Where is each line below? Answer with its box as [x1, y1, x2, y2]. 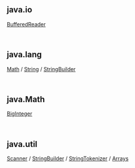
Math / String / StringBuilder [7, 65, 76, 72]
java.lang [7, 50, 42, 60]
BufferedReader [7, 20, 46, 28]
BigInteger [7, 110, 32, 117]
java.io [7, 5, 32, 15]
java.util [7, 139, 38, 149]
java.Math [7, 94, 45, 105]
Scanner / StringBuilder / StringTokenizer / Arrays [7, 155, 129, 162]
